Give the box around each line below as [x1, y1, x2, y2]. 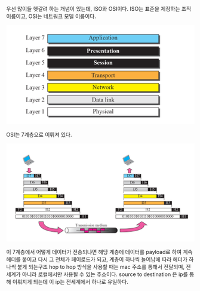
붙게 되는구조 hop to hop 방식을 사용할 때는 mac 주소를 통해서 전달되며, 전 [17, 263, 191, 270]
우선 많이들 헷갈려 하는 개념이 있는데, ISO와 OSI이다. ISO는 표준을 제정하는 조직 [6, 5, 192, 12]
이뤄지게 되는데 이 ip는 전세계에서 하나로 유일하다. [12, 278, 128, 285]
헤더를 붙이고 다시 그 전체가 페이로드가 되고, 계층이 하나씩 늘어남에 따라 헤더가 [6, 256, 188, 263]
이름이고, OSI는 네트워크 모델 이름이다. [6, 13, 97, 20]
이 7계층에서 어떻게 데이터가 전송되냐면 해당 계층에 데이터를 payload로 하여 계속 [6, 248, 193, 255]
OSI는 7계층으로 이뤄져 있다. [6, 131, 73, 139]
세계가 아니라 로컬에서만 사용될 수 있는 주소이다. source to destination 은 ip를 [6, 271, 188, 278]
